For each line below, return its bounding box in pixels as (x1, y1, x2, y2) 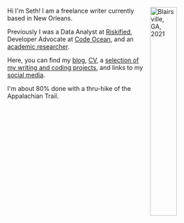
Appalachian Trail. (7, 92, 59, 100)
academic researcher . (7, 43, 70, 50)
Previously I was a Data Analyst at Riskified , (7, 28, 132, 36)
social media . (7, 71, 45, 79)
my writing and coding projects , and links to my (7, 64, 144, 71)
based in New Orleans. (7, 14, 73, 22)
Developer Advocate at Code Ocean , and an (7, 35, 134, 43)
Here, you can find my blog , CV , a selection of (7, 56, 139, 64)
